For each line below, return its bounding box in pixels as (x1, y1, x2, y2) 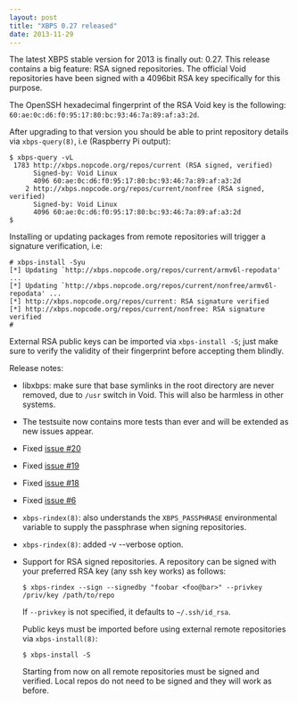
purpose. (9, 82, 43, 94)
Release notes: (9, 363, 64, 374)
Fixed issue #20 (21, 443, 82, 454)
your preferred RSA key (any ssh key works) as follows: (21, 566, 227, 576)
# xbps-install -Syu (9, 258, 87, 268)
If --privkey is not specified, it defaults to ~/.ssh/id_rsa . (21, 607, 231, 617)
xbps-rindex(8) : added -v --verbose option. (21, 539, 185, 550)
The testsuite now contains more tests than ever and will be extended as (21, 417, 289, 427)
